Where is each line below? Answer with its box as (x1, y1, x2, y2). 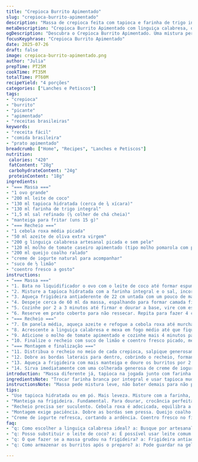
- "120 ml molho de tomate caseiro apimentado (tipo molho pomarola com (6, 244, 189, 251)
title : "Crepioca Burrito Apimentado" (6, 8, 101, 15)
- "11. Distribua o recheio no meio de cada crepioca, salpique (6, 349, 167, 355)
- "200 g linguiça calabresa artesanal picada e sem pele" (6, 239, 154, 245)
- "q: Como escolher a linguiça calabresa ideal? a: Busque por (6, 425, 167, 431)
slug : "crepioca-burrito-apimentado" (6, 14, 99, 20)
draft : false (6, 47, 38, 53)
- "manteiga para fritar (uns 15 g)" (6, 217, 99, 223)
